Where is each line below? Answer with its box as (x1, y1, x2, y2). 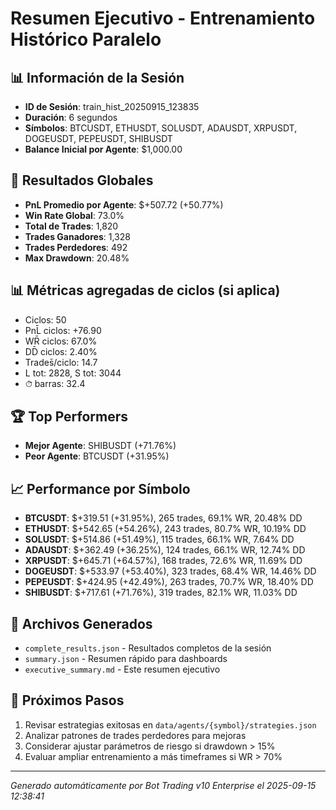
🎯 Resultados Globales (10, 172, 154, 189)
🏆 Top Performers (10, 408, 129, 426)
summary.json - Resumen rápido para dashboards (24, 653, 228, 665)
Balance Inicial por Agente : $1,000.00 (24, 143, 183, 155)
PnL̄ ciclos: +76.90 (24, 324, 102, 336)
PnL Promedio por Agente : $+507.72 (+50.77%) (24, 198, 224, 211)
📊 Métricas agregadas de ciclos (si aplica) (10, 282, 281, 299)
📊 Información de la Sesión (10, 69, 185, 86)
